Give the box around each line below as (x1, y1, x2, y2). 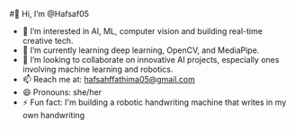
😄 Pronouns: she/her (22, 87, 102, 98)
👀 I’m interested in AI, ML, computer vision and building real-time (22, 26, 264, 36)
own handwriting (22, 110, 85, 120)
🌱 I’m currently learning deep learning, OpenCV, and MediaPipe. (22, 45, 260, 56)
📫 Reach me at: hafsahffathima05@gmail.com (22, 74, 195, 84)
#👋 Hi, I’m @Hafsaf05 (9, 9, 90, 19)
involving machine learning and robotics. (22, 64, 174, 74)
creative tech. (22, 36, 74, 46)
